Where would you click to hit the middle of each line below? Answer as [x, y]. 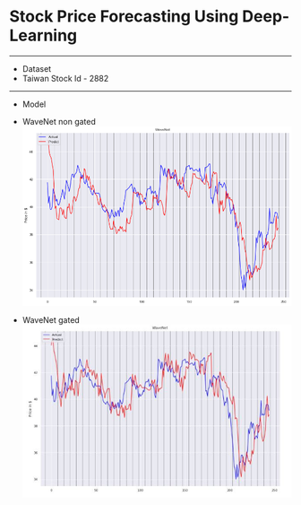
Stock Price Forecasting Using [124, 17]
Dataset [37, 68]
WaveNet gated [51, 319]
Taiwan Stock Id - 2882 [65, 78]
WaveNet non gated [59, 121]
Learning [43, 35]
